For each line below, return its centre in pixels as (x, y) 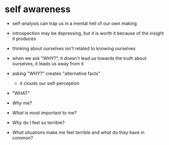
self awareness (38, 9)
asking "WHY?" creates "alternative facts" (56, 73)
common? (23, 137)
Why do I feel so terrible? (38, 122)
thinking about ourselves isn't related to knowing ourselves (74, 48)
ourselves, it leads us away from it (48, 63)
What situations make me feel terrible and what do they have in (78, 132)
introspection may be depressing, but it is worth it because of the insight (88, 33)
